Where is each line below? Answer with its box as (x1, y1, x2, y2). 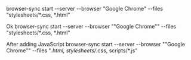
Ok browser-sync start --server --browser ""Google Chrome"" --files (6, 23, 177, 30)
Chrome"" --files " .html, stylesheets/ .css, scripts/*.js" (6, 47, 138, 54)
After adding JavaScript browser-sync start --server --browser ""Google (6, 41, 185, 48)
